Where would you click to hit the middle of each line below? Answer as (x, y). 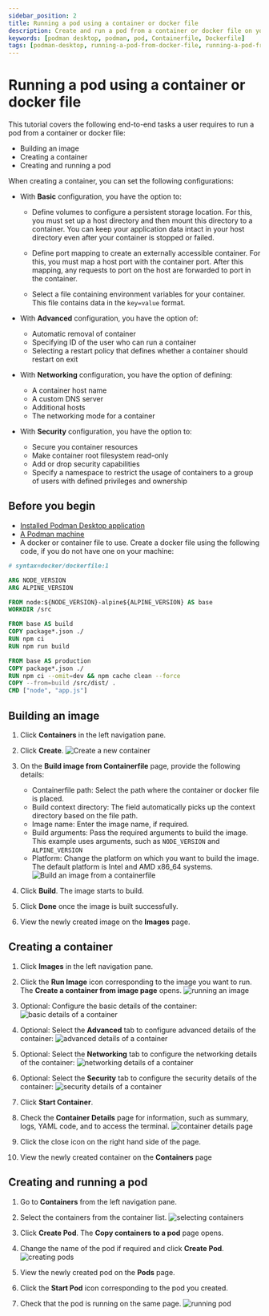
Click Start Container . (56, 1102)
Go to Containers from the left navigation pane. (98, 1201)
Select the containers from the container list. (93, 1217)
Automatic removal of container (84, 334)
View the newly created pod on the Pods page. (97, 1272)
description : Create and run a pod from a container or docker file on (130, 30)
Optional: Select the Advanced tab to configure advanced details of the (138, 1030)
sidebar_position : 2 (43, 16)
